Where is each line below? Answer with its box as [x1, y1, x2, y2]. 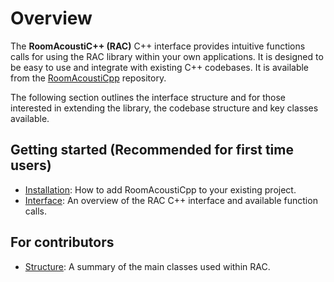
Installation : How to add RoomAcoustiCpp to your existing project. [24, 183, 297, 196]
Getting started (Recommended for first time [10, 142, 294, 159]
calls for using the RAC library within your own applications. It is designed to [10, 50, 324, 62]
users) [10, 157, 52, 174]
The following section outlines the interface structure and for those [10, 91, 287, 103]
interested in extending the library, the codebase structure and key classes [10, 102, 319, 114]
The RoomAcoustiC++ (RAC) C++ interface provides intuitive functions [10, 40, 306, 52]
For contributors [10, 234, 115, 251]
